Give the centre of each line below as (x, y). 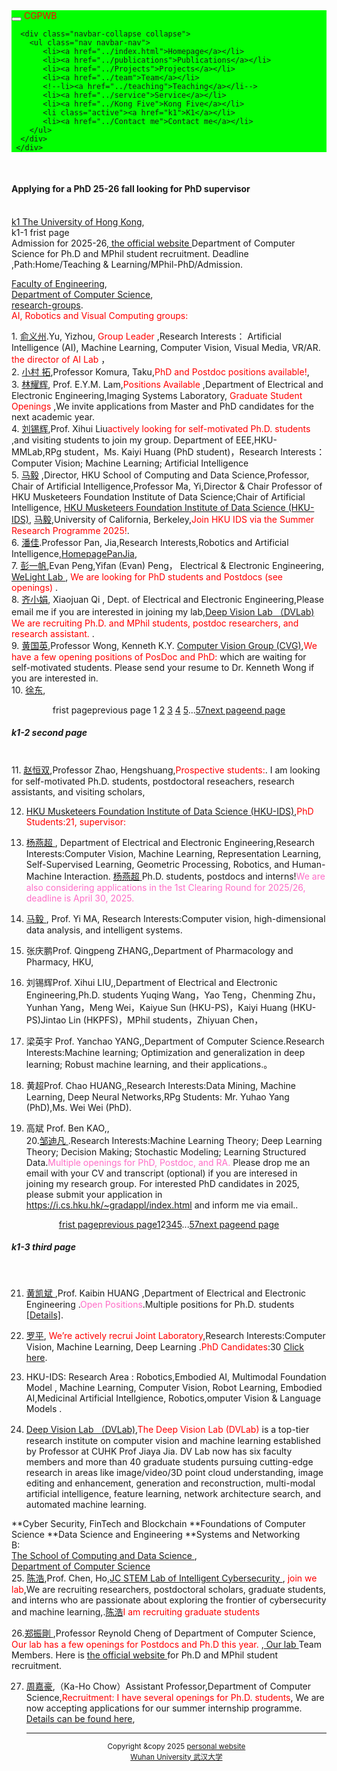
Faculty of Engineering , (59, 283)
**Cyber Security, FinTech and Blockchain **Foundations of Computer (158, 1523)
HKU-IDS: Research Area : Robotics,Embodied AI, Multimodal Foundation (176, 1376)
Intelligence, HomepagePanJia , (74, 553)
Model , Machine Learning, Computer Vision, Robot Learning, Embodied (174, 1387)
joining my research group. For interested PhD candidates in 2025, (162, 1183)
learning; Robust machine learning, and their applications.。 (149, 1064)
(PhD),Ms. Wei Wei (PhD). (79, 1107)
